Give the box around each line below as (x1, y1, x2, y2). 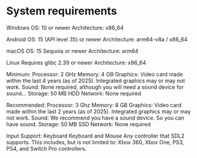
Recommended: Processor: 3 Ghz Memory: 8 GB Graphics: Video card (6, 101, 182, 109)
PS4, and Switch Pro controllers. (6, 145, 87, 152)
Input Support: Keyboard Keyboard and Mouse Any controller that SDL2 (6, 132, 185, 139)
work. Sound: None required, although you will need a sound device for (6, 83, 184, 91)
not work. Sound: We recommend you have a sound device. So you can (6, 114, 184, 121)
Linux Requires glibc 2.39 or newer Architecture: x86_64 (6, 59, 146, 66)
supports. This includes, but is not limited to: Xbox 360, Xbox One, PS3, (6, 138, 184, 145)
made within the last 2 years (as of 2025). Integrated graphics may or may (6, 108, 192, 115)
